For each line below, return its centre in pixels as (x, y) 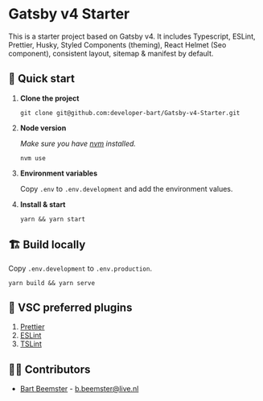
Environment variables (59, 173)
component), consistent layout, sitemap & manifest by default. (111, 53)
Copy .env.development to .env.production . (80, 268)
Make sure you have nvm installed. (78, 143)
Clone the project (49, 98)
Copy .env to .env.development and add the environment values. (126, 188)
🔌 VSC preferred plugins (70, 307)
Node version (43, 128)
